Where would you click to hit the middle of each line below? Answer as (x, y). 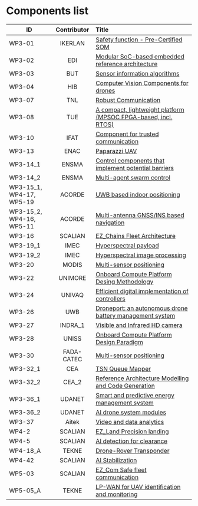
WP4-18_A (25, 450)
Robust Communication (128, 100)
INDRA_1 (72, 325)
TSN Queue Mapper (123, 368)
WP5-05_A (25, 490)
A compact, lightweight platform (140, 109)
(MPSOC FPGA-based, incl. (134, 117)
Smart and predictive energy (135, 395)
